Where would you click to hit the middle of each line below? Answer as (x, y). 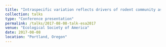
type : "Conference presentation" (40, 19)
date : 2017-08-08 (23, 32)
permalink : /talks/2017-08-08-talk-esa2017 (51, 23)
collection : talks (24, 14)
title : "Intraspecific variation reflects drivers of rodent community (80, 10)
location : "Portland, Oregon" (36, 37)
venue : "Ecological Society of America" (47, 28)
